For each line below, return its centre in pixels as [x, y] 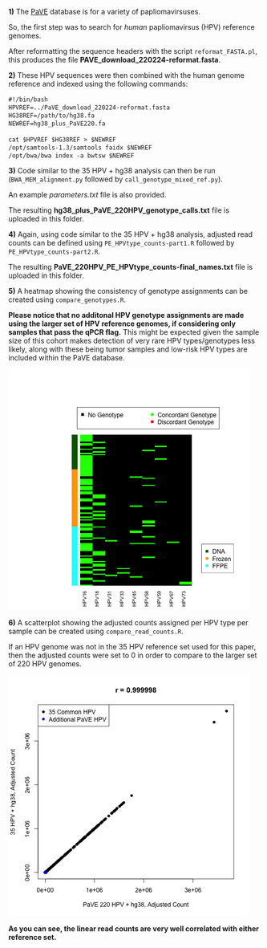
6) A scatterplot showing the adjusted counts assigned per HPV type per [128, 623]
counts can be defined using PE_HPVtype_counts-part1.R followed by [121, 243]
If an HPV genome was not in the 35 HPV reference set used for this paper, [132, 647]
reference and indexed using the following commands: [98, 84]
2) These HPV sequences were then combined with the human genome [126, 75]
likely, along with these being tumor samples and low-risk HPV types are [128, 349]
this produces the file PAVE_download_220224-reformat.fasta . [115, 60]
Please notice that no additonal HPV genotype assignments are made [126, 315]
